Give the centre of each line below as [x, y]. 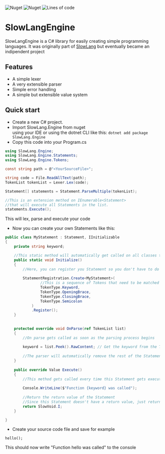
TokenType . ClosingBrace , [66, 296]
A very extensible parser [37, 84]
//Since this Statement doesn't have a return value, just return [92, 402]
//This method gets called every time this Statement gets [84, 379]
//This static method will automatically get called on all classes [85, 255]
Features [19, 67]
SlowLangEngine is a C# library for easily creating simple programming [77, 41]
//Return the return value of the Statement [69, 397]
